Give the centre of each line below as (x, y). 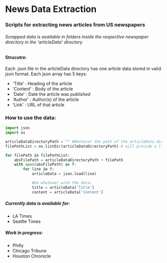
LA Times (22, 216)
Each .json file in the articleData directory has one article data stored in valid (83, 68)
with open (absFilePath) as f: (45, 165)
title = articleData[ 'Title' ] (63, 187)
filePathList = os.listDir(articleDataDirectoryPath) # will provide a (81, 146)
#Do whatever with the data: (62, 183)
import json (17, 128)
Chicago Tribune (29, 251)
